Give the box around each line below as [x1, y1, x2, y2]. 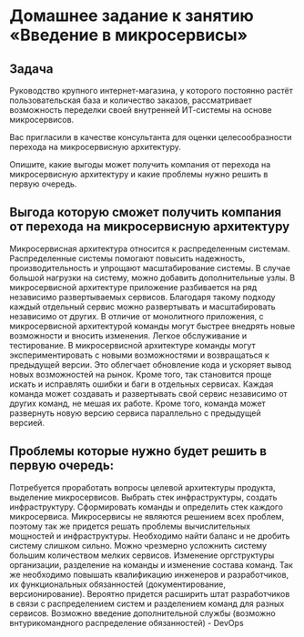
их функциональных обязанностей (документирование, [9, 579, 226, 590]
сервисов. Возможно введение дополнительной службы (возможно [9, 607, 276, 619]
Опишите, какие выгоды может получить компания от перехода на [9, 159, 271, 169]
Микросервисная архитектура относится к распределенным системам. [9, 243, 290, 254]
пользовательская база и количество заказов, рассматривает [9, 95, 253, 106]
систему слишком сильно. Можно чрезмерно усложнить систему [9, 540, 267, 551]
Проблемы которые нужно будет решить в [9, 443, 267, 460]
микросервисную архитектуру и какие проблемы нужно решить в [9, 169, 269, 179]
